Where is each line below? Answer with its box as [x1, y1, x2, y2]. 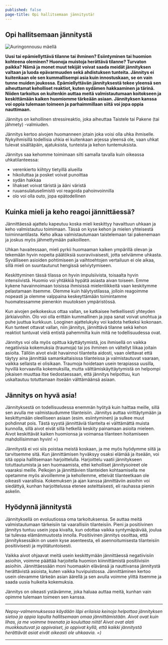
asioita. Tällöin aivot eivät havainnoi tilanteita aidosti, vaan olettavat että [5, 350, 152, 356]
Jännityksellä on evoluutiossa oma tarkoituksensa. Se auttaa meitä [5, 516, 142, 522]
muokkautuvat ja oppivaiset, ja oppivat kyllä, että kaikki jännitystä [5, 624, 142, 630]
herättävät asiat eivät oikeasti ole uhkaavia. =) [5, 629, 101, 635]
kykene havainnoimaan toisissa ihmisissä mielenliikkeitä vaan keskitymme [5, 283, 157, 289]
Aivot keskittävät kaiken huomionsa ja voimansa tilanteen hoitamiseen [5, 430, 149, 436]
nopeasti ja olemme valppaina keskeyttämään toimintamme [5, 293, 127, 299]
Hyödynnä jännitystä [5, 503, 72, 511]
